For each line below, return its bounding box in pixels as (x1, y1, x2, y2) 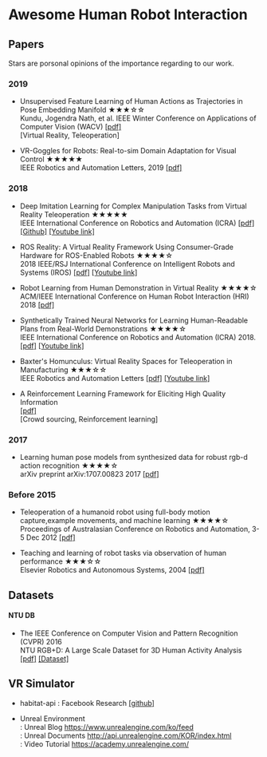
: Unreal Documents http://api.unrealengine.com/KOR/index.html (19, 731, 232, 740)
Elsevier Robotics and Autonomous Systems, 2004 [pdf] (19, 565, 205, 575)
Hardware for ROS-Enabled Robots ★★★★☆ (19, 250, 173, 260)
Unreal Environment (19, 713, 85, 723)
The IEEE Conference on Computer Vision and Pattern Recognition (19, 628, 238, 638)
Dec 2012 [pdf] (26, 533, 76, 542)
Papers (8, 38, 45, 51)
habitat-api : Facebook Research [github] (19, 698, 155, 707)
